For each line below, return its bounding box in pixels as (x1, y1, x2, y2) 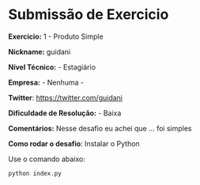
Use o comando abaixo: (8, 154, 85, 164)
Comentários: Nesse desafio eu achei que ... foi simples (8, 123, 192, 133)
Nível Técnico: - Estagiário (8, 62, 96, 72)
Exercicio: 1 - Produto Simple (8, 32, 104, 41)
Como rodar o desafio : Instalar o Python (8, 138, 140, 148)
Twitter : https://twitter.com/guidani (8, 92, 123, 102)
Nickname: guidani (8, 47, 71, 56)
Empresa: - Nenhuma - (8, 77, 85, 87)
